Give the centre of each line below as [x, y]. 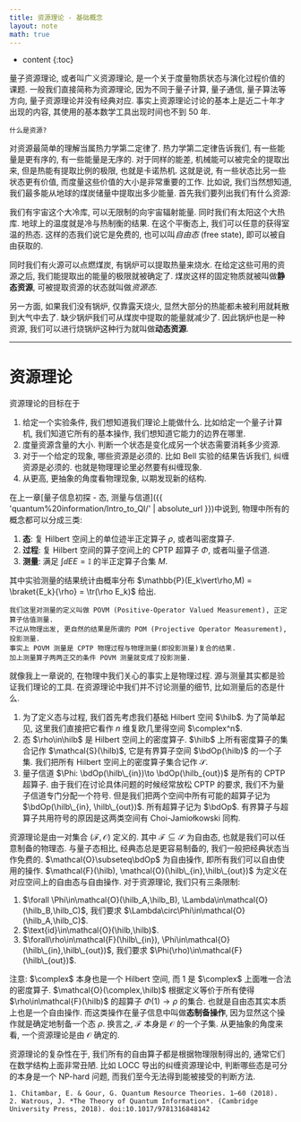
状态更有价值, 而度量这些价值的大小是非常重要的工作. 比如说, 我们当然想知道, [150, 182]
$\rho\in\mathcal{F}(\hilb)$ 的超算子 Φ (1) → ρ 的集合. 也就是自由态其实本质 [148, 1002]
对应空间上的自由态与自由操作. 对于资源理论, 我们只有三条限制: [125, 882]
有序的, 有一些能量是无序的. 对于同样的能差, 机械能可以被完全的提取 [157, 160]
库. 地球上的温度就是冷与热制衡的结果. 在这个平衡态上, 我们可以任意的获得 [146, 223]
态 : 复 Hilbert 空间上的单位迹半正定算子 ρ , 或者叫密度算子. [129, 539]
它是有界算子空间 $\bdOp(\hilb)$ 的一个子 [205, 751]
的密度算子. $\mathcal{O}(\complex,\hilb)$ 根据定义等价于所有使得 [132, 990]
